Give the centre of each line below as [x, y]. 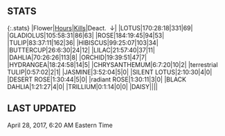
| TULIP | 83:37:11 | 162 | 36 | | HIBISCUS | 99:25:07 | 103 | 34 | [83, 42]
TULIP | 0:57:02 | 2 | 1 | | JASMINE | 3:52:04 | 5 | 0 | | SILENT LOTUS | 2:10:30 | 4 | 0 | [110, 72]
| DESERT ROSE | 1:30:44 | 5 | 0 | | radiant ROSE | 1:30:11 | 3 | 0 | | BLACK [97, 79]
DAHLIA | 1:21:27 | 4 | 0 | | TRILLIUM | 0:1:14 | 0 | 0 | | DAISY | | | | [82, 86]
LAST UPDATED [42, 109]
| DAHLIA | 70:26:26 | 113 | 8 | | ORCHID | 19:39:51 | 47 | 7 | [77, 57]
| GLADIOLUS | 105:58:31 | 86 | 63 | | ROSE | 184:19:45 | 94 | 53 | [86, 35]
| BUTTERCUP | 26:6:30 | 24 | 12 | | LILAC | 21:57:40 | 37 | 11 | [81, 50]
